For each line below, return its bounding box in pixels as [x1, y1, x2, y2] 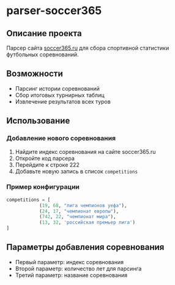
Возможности [6, 69, 63, 79]
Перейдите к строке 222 [15, 161, 80, 169]
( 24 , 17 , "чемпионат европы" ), [39, 208, 119, 215]
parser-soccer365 [6, 4, 102, 18]
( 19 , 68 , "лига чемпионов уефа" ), [39, 202, 127, 208]
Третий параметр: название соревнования [15, 271, 128, 279]
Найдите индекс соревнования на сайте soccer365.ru [15, 148, 156, 155]
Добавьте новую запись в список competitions [15, 167, 138, 175]
